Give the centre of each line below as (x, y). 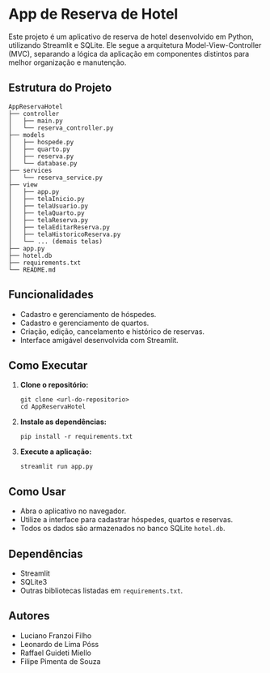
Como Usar (37, 491)
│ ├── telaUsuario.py (49, 206)
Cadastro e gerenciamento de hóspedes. (88, 314)
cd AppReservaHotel (53, 407)
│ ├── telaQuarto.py (46, 213)
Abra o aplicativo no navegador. (73, 511)
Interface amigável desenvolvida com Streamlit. (99, 340)
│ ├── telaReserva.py (49, 220)
